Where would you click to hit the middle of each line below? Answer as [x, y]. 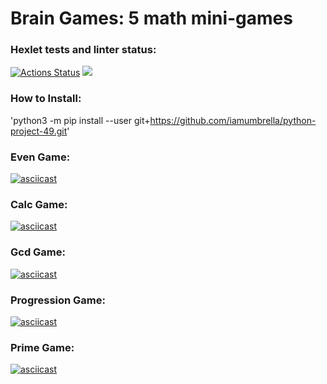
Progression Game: [58, 300]
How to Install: [46, 99]
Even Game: [40, 157]
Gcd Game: [38, 252]
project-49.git [39, 131]
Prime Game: [42, 347]
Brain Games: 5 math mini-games [151, 18]
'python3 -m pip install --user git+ [80, 120]
